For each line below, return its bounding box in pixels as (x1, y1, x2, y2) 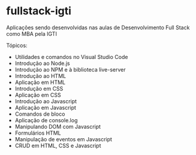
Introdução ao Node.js (14, 60, 70, 67)
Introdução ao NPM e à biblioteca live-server (14, 66, 126, 73)
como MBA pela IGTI (6, 30, 57, 37)
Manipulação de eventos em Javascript (14, 135, 113, 142)
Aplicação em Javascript (14, 104, 77, 111)
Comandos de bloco (14, 110, 65, 117)
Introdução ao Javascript (14, 97, 77, 105)
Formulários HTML (14, 129, 61, 137)
